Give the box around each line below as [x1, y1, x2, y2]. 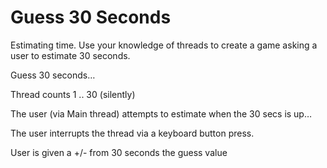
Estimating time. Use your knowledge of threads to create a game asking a [10, 39, 318, 51]
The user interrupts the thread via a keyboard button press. [10, 127, 255, 139]
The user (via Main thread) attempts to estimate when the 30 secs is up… [10, 107, 313, 120]
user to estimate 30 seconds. [10, 49, 131, 61]
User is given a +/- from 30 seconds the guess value [10, 146, 228, 158]
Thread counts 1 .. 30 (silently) [10, 88, 136, 100]
